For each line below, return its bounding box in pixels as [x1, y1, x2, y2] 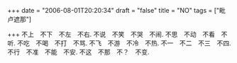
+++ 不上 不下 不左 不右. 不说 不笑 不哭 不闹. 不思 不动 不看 [7, 30, 215, 38]
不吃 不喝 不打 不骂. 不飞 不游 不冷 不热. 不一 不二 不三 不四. [16, 39, 231, 47]
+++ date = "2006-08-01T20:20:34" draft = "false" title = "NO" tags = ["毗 [7, 6, 226, 14]
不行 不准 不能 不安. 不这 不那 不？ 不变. [7, 48, 150, 56]
